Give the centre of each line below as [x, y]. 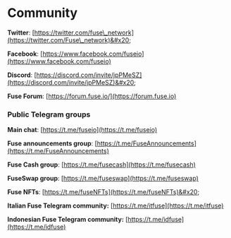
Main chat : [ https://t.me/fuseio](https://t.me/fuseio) [82, 130]
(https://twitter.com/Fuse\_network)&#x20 [68, 40]
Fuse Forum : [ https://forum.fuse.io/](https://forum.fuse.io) [92, 96]
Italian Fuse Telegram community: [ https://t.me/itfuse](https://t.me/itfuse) [115, 206]
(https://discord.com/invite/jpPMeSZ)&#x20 [71, 82]
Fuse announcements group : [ [52, 143]
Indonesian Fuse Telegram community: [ [68, 220]
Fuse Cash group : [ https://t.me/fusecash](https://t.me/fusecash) [101, 165]
